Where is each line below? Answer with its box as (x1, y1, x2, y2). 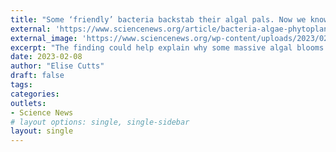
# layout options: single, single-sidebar (10, 117, 190, 127)
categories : (10, 89, 60, 99)
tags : (10, 80, 33, 90)
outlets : (10, 98, 47, 108)
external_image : (10, 33, 78, 43)
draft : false (10, 71, 65, 81)
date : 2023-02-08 (10, 52, 83, 62)
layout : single (10, 126, 74, 136)
